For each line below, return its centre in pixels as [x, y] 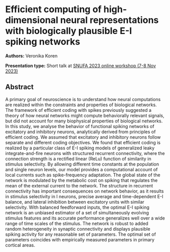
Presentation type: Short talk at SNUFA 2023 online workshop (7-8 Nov [81, 66]
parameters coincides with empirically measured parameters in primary [80, 239]
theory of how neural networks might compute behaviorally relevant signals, [85, 115]
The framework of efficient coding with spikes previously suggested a [78, 110]
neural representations [109, 20]
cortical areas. [20, 245]
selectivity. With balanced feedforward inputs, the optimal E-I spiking [77, 207]
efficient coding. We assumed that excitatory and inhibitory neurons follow [83, 137]
